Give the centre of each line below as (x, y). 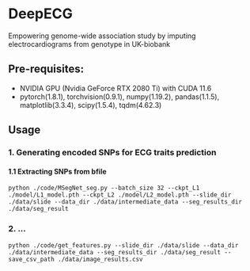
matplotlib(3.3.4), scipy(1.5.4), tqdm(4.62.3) (91, 105)
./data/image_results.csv (101, 259)
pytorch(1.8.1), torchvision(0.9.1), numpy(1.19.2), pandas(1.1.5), (119, 97)
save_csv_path (32, 259)
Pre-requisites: (46, 69)
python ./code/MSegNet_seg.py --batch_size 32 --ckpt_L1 (104, 188)
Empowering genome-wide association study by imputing (102, 36)
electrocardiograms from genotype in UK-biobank (89, 44)
